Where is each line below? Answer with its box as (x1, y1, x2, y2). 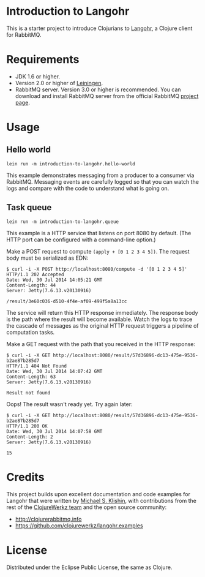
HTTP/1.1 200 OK (6, 423, 48, 429)
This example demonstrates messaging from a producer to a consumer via (6, 172, 195, 179)
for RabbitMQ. (6, 31, 42, 38)
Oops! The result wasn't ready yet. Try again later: (6, 400, 133, 408)
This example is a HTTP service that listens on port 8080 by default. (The (6, 229, 192, 236)
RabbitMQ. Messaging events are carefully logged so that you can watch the (6, 178, 199, 185)
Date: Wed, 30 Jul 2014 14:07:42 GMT (6, 368, 103, 374)
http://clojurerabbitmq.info (15, 515, 82, 522)
